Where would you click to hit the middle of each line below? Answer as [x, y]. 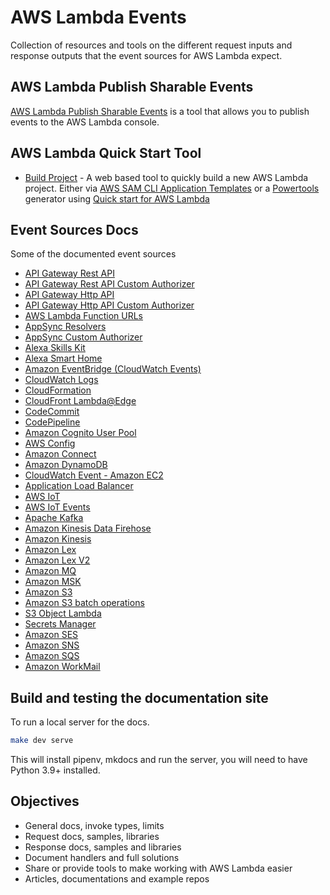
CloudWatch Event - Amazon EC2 [94, 475]
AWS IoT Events [57, 507]
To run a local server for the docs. [80, 722]
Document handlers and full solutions [102, 857]
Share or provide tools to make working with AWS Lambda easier [158, 868]
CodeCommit [52, 412]
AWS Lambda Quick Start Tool [106, 153]
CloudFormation [58, 390]
